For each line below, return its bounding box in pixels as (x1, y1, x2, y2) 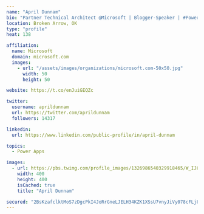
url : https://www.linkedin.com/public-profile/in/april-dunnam (12, 132, 175, 138)
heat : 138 (6, 32, 32, 38)
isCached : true (17, 182, 56, 188)
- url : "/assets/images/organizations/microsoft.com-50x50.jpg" (17, 65, 183, 71)
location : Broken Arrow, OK (6, 20, 78, 26)
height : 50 (22, 77, 50, 83)
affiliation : (6, 43, 39, 49)
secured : (6, 199, 29, 205)
